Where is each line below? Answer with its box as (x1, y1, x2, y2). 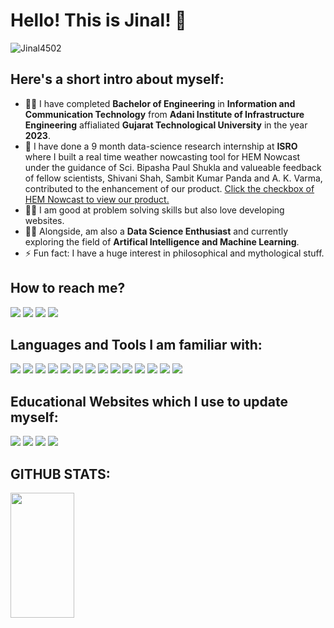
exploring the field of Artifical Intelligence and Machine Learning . (24, 235, 300, 248)
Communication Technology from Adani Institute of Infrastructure (24, 108, 305, 120)
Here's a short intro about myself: (10, 71, 225, 88)
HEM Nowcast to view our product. (24, 193, 170, 205)
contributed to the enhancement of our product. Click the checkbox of (24, 182, 315, 194)
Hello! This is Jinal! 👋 (10, 9, 187, 32)
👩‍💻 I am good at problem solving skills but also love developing (24, 204, 285, 216)
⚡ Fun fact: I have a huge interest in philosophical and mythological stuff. (24, 247, 325, 259)
